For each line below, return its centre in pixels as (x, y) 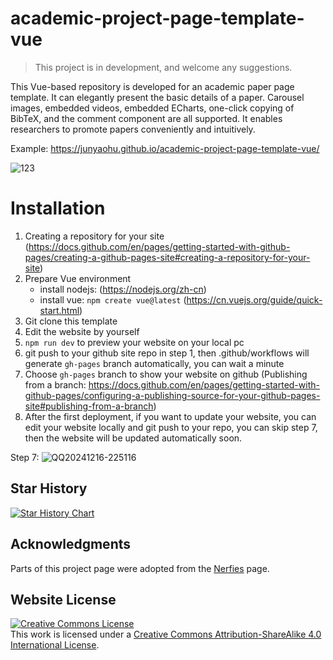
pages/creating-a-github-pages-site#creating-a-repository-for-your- (167, 257)
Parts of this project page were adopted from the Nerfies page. (140, 568)
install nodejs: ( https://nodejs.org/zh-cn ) (123, 289)
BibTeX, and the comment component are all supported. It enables (146, 118)
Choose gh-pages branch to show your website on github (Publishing (166, 374)
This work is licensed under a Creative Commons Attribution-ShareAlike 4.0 (166, 634)
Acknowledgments (71, 544)
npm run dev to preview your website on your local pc (134, 342)
